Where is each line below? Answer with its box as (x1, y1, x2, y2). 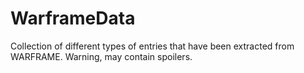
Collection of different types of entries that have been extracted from (10, 40, 295, 52)
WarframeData (10, 7, 136, 30)
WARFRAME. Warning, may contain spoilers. (10, 50, 193, 62)
